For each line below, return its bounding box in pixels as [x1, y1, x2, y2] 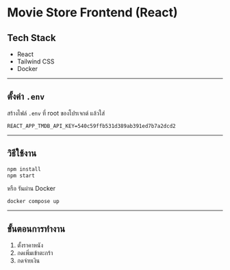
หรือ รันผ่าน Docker [7, 185, 56, 193]
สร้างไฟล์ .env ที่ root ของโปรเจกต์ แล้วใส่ [7, 109, 105, 117]
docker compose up [7, 198, 60, 205]
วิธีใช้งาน [7, 148, 37, 159]
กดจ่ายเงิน [16, 256, 40, 265]
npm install [7, 165, 41, 172]
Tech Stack [7, 32, 56, 44]
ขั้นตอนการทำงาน [7, 223, 66, 234]
